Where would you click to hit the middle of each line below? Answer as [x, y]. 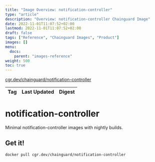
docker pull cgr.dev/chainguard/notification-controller [66, 155]
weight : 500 [17, 61]
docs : [15, 51]
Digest [67, 92]
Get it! [15, 143]
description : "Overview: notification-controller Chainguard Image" [78, 19]
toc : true [15, 65]
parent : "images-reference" [43, 56]
